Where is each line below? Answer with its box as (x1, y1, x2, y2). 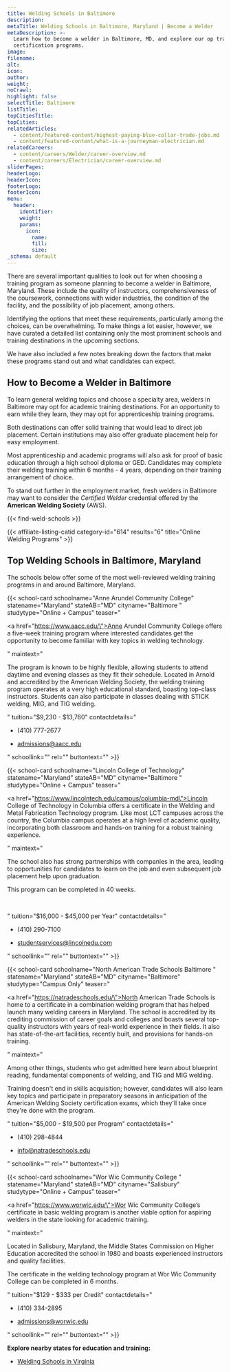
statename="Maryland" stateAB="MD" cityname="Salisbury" (7, 1180, 180, 1188)
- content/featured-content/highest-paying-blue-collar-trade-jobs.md (13, 131, 220, 138)
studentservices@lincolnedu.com (16, 938, 112, 946)
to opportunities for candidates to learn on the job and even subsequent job (7, 864, 221, 873)
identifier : (19, 208, 54, 215)
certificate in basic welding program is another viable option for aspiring (7, 1208, 212, 1216)
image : (7, 49, 26, 56)
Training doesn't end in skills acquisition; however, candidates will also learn (7, 1084, 223, 1092)
